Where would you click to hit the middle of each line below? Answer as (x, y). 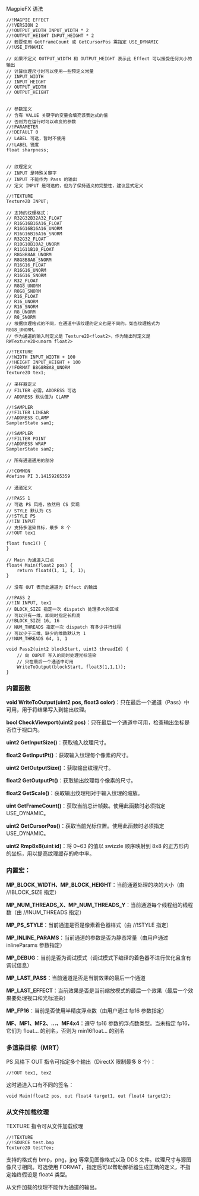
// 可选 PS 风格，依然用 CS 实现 (43, 505)
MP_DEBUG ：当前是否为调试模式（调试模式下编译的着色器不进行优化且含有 (99, 958)
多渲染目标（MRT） (34, 1048)
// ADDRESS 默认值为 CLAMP (38, 397)
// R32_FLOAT (22, 281)
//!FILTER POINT (26, 439)
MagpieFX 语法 (25, 9)
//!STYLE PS (21, 516)
